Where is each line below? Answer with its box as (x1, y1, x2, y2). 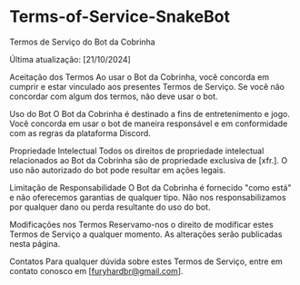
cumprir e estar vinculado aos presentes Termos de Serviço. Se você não (9, 81, 285, 92)
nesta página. (9, 238, 61, 249)
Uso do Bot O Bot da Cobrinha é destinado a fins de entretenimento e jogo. (9, 108, 291, 119)
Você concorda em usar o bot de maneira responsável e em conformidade (9, 118, 288, 129)
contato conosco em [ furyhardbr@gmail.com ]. (9, 265, 184, 276)
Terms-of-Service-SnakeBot (9, 6, 230, 27)
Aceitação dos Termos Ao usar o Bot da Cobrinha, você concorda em (9, 71, 270, 83)
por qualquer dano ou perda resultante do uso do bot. (9, 201, 211, 212)
